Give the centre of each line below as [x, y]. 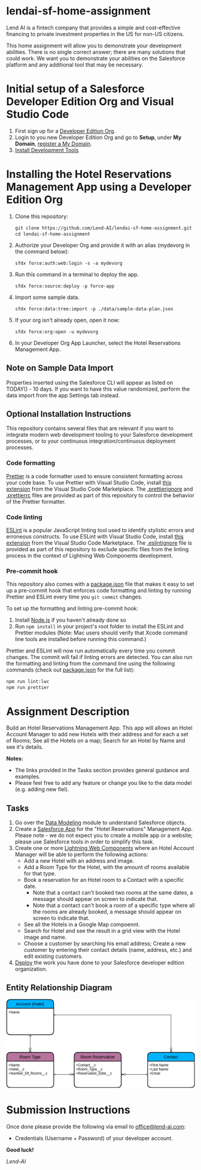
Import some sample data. [47, 297]
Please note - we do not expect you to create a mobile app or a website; [104, 835]
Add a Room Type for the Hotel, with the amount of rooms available [106, 867]
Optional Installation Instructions [69, 414]
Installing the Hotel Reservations [89, 174]
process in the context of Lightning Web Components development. [90, 556]
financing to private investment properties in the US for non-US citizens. [95, 34]
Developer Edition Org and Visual [90, 102]
